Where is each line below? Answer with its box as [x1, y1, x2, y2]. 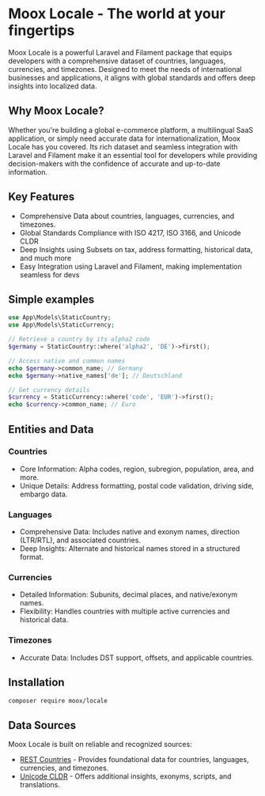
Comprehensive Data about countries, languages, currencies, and [19, 211, 235, 221]
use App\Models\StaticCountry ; [8, 314, 112, 322]
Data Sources [8, 719, 77, 732]
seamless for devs [19, 270, 80, 279]
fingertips [8, 21, 75, 40]
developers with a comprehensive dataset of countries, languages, [8, 56, 226, 66]
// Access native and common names [8, 357, 126, 364]
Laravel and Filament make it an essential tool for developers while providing [8, 150, 258, 160]
